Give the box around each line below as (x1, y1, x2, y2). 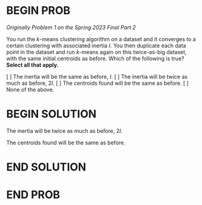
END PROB (6, 188, 60, 202)
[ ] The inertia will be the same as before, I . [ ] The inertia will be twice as (6, 73, 188, 80)
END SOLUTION (6, 160, 86, 174)
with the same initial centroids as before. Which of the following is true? (6, 55, 184, 62)
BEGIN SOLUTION (6, 107, 97, 121)
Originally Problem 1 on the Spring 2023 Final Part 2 (6, 24, 136, 31)
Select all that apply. (6, 61, 59, 69)
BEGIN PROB (6, 4, 71, 18)
